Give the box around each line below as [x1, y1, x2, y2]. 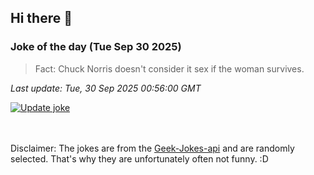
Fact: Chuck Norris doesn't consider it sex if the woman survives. [34, 62, 305, 75]
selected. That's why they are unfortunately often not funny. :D [10, 152, 269, 165]
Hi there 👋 [10, 10, 73, 27]
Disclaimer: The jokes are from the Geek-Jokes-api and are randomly [10, 142, 295, 154]
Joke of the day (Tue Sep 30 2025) [10, 40, 182, 54]
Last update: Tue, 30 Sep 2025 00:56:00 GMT [10, 82, 202, 94]
